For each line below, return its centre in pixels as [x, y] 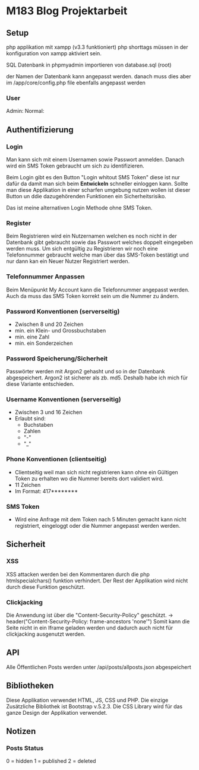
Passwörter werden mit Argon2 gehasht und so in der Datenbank [86, 372]
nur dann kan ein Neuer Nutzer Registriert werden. [68, 261]
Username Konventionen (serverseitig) [64, 400]
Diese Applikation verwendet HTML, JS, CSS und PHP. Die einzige [87, 700]
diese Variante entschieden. [40, 384]
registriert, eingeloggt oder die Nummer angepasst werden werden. [97, 526]
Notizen [21, 731]
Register [19, 223]
